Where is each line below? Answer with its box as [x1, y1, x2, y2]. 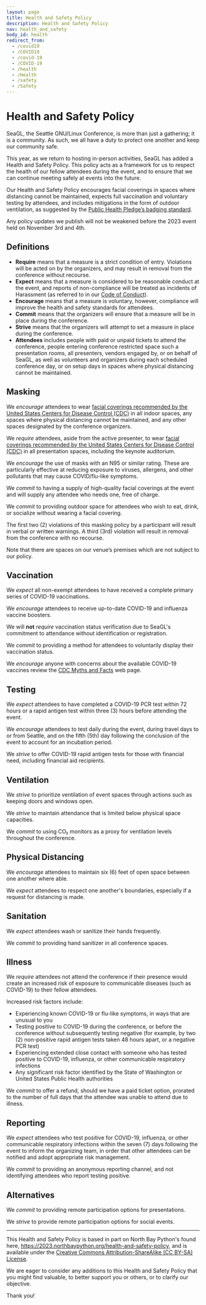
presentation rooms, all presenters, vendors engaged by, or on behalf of [15, 349, 197, 356]
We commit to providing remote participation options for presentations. [6, 1206, 186, 1214]
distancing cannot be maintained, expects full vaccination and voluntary [6, 193, 188, 200]
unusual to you [15, 1016, 53, 1024]
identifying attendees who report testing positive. [6, 1172, 131, 1179]
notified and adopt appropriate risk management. [6, 1154, 131, 1161]
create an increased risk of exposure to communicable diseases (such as [6, 979, 191, 987]
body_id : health [6, 32, 48, 38]
